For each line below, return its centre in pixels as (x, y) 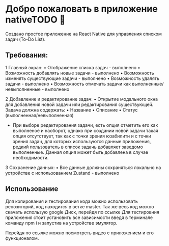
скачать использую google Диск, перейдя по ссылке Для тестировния (82, 212)
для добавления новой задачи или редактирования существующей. (79, 104)
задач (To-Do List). (25, 39)
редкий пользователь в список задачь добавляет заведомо (78, 147)
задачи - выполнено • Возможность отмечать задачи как (68, 84)
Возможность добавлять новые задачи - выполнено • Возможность (80, 73)
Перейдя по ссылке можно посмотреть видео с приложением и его (80, 233)
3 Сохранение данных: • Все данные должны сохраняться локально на (83, 167)
